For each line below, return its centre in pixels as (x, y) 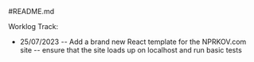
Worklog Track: (33, 26)
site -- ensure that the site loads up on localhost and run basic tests (131, 50)
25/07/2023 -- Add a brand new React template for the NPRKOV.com (133, 42)
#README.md (31, 11)
